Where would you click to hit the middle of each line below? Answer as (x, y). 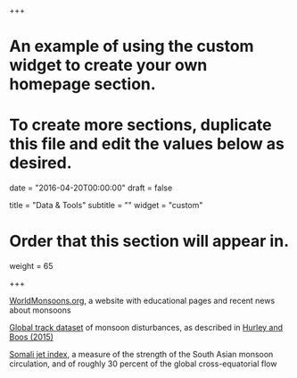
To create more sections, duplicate (140, 125)
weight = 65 (31, 266)
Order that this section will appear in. (149, 241)
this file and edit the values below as (147, 144)
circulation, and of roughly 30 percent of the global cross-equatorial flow (143, 364)
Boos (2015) (31, 337)
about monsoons (40, 310)
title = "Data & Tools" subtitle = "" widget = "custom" (106, 206)
